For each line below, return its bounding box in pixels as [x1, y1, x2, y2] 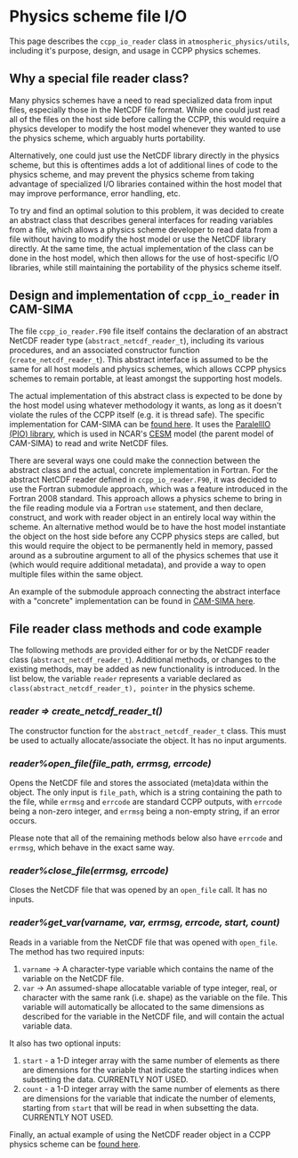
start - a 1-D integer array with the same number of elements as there [21, 1055, 280, 1065]
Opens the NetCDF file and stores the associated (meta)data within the [9, 777, 269, 788]
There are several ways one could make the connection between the [9, 455, 261, 466]
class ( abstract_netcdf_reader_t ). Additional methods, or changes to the [9, 654, 277, 666]
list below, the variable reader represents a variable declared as [9, 674, 242, 684]
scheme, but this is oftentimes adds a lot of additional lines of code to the [9, 159, 278, 170]
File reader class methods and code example [9, 621, 262, 636]
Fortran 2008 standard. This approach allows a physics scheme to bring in [9, 492, 282, 503]
